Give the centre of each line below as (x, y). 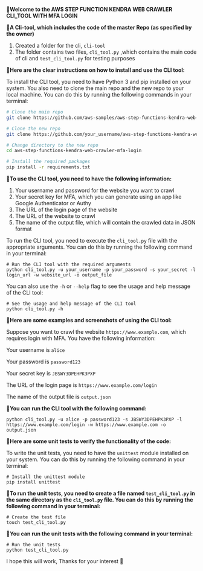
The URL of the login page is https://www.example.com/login (82, 385)
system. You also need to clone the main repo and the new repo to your (95, 88)
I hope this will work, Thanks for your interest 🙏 (65, 561)
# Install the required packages (48, 162)
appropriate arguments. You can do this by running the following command (99, 247)
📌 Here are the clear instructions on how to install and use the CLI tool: (96, 70)
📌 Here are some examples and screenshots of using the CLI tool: (89, 320)
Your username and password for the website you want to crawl (95, 190)
